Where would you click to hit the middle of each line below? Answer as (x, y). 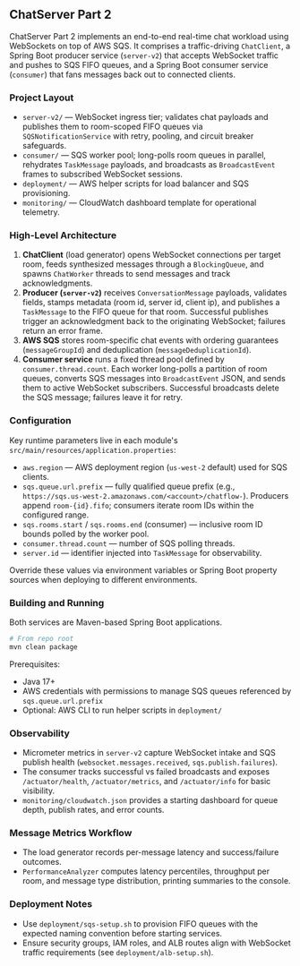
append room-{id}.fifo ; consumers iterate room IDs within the (138, 505)
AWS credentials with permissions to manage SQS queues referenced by (157, 691)
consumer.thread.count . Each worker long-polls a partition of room (145, 369)
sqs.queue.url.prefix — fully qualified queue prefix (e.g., (129, 486)
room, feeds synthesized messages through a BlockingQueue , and (143, 264)
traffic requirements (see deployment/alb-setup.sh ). (118, 952)
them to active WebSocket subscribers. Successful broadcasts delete (150, 388)
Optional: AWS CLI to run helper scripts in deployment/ (122, 710)
